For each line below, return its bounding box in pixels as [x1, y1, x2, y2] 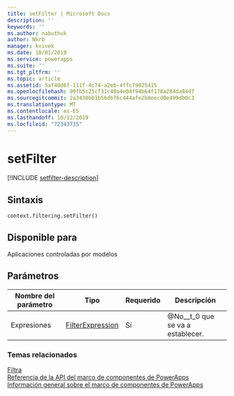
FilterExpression [65, 320, 119, 330]
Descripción [174, 295, 216, 305]
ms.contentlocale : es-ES [7, 108, 79, 115]
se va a [166, 320, 191, 330]
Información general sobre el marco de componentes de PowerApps [7, 381, 203, 389]
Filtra [7, 366, 22, 374]
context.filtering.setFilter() [7, 212, 98, 220]
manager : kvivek [7, 43, 54, 50]
